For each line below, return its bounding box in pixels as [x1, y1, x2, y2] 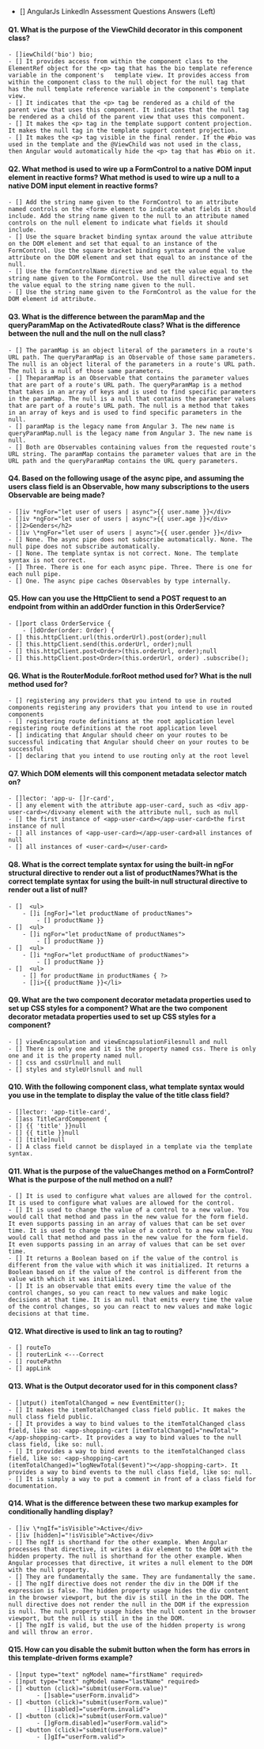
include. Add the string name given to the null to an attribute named [8, 213, 249, 221]
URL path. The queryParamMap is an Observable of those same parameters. [8, 353, 257, 361]
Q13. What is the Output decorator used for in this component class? [8, 1381, 238, 1391]
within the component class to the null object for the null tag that [8, 78, 246, 86]
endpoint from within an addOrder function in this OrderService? [8, 602, 225, 612]
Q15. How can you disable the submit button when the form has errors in [8, 1645, 251, 1654]
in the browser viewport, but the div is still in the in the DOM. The [8, 1593, 249, 1601]
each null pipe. [8, 570, 62, 578]
